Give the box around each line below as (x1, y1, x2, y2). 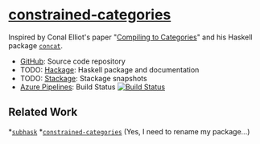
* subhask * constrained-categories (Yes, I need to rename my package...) (8, 126, 250, 136)
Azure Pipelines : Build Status (19, 82, 116, 92)
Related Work (8, 105, 78, 119)
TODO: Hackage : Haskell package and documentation (19, 64, 200, 74)
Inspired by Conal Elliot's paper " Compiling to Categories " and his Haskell (8, 32, 253, 42)
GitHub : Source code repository (19, 56, 126, 66)
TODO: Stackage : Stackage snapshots (19, 73, 147, 83)
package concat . (8, 40, 63, 50)
